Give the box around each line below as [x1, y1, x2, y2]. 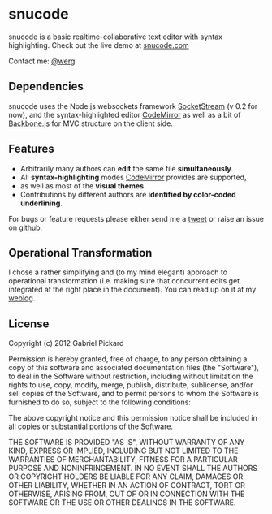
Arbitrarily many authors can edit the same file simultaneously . [19, 163, 234, 173]
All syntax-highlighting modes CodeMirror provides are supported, [19, 172, 247, 182]
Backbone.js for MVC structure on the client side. [8, 119, 173, 128]
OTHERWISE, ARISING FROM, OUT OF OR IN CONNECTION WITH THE [8, 489, 245, 499]
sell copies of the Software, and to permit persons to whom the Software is [8, 389, 260, 399]
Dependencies [8, 80, 84, 93]
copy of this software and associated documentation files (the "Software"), [8, 363, 260, 373]
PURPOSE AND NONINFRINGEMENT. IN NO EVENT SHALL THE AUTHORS [8, 464, 258, 473]
